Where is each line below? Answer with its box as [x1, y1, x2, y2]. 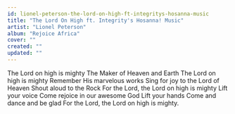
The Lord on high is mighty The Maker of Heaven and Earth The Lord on [7, 68, 216, 77]
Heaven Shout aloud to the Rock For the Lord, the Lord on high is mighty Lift [7, 84, 228, 92]
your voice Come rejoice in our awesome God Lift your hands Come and [7, 91, 217, 99]
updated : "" [7, 50, 42, 57]
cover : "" [7, 37, 37, 44]
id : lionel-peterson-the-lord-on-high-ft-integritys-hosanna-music [7, 10, 210, 18]
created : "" [7, 43, 42, 50]
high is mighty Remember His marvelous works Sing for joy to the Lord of [7, 76, 220, 84]
